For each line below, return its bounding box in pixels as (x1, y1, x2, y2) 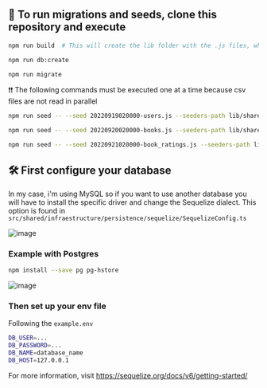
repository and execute (8, 21, 126, 34)
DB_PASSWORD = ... (8, 342, 62, 350)
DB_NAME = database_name (8, 349, 83, 357)
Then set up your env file (8, 300, 106, 312)
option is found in (8, 206, 66, 215)
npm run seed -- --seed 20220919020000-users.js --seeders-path (8, 112, 226, 120)
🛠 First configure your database (8, 164, 172, 178)
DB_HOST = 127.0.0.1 (8, 356, 69, 364)
